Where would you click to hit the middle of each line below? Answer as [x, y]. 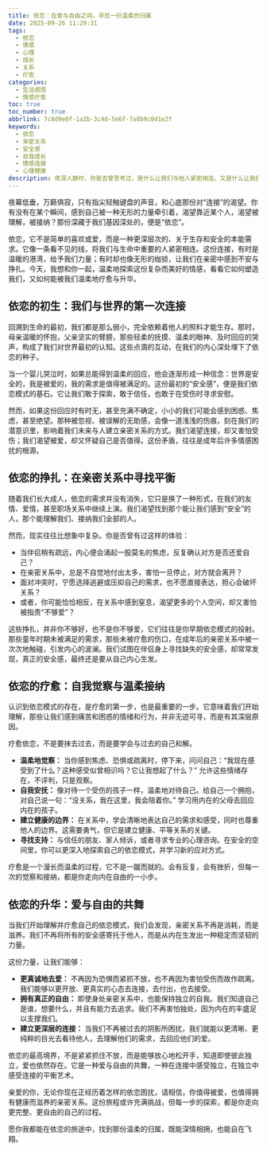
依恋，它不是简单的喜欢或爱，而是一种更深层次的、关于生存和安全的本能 [126, 239]
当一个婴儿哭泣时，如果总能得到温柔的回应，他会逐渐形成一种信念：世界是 [130, 373]
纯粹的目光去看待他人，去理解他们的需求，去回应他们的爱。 [117, 1039]
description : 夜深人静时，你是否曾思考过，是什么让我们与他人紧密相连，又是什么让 [129, 179]
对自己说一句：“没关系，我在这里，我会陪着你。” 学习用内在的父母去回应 [137, 800]
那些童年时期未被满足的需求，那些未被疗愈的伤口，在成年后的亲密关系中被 [130, 638]
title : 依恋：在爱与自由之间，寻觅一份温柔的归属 [80, 16]
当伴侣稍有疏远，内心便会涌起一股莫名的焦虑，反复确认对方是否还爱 [131, 552]
